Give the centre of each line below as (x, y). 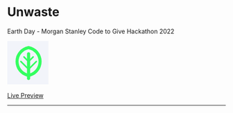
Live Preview (25, 95)
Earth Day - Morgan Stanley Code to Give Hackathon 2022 (91, 31)
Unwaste (34, 12)
